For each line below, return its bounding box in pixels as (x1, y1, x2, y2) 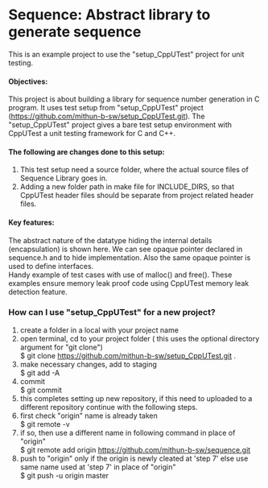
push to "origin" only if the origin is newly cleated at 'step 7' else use (19, 453, 249, 463)
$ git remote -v (19, 419, 70, 428)
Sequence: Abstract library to (8, 6, 211, 24)
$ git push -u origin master (19, 470, 109, 480)
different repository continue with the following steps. (19, 402, 199, 411)
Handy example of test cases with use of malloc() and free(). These (8, 270, 233, 279)
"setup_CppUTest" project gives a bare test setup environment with (8, 120, 232, 130)
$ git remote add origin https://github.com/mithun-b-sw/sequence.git (19, 445, 251, 454)
